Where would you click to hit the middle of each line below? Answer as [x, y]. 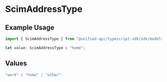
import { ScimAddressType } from [40, 39]
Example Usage [30, 28]
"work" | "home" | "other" [33, 75]
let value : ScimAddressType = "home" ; [45, 48]
